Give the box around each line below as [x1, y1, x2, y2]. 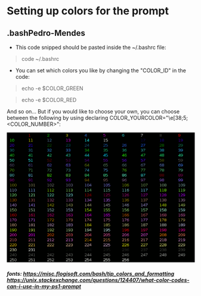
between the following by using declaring [7, 115, 109, 121]
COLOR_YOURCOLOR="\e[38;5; [109, 115, 188, 121]
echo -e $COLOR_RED [21, 97, 77, 103]
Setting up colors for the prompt [7, 4, 169, 18]
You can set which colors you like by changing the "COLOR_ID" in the [15, 67, 187, 74]
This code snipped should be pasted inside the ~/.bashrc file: [15, 44, 166, 51]
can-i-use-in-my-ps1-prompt [7, 283, 81, 290]
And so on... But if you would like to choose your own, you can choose [7, 108, 180, 115]
